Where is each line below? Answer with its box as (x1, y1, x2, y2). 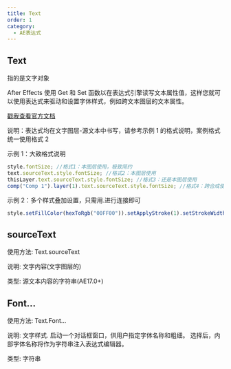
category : (7, 23, 36, 30)
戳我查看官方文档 (7, 112, 56, 120)
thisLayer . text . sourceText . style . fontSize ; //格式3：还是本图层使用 (7, 176, 197, 183)
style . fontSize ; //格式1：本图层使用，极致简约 (7, 163, 133, 171)
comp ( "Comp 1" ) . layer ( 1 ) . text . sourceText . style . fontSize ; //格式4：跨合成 (7, 182, 220, 189)
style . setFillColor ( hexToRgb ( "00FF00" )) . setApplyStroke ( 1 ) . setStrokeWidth (7, 209, 226, 217)
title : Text (7, 10, 41, 17)
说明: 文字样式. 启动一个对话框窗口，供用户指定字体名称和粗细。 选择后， (7, 331, 214, 339)
